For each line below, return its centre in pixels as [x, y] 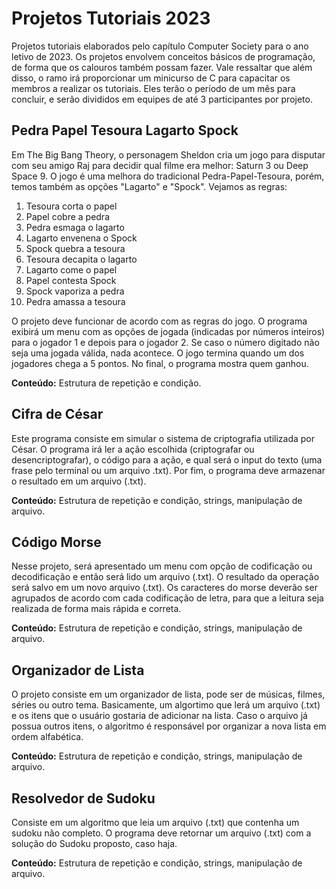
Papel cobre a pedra [68, 216]
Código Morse [56, 542]
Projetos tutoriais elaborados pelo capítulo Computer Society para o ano [160, 46]
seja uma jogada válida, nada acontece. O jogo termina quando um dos [158, 353]
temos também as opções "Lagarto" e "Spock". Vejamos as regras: [149, 186]
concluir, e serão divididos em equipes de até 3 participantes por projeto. [162, 99]
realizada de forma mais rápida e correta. [96, 609]
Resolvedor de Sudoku [83, 798]
